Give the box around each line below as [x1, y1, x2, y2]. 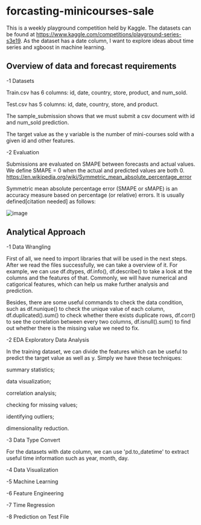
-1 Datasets [6, 77, 34, 84]
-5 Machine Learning [6, 478, 59, 485]
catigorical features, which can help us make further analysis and [6, 280, 169, 288]
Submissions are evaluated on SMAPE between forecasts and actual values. [6, 160, 196, 168]
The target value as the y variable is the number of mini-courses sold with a [6, 130, 194, 137]
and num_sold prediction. [6, 119, 69, 126]
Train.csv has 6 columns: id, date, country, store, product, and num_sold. [6, 89, 188, 96]
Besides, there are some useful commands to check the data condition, [6, 298, 184, 306]
